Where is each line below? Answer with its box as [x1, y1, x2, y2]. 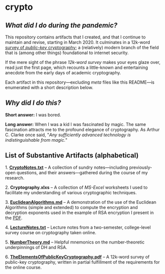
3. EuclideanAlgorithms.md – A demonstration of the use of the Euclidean [5, 199, 157, 205]
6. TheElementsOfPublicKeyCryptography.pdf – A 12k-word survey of [5, 254, 150, 260]
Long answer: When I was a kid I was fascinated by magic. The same [5, 121, 146, 127]
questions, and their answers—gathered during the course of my [16, 169, 148, 176]
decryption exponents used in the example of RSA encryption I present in [5, 210, 154, 215]
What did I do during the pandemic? [5, 21, 118, 30]
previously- [129, 164, 152, 170]
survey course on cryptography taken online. [5, 229, 97, 235]
